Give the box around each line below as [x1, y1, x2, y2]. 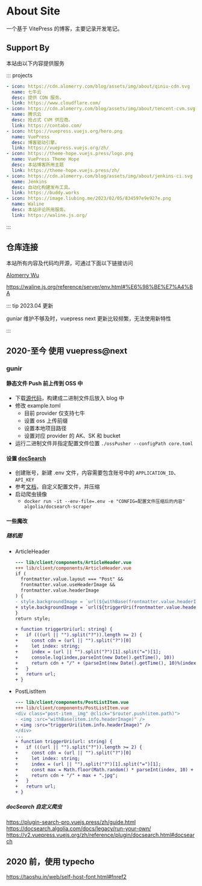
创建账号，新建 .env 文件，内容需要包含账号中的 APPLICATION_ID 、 [14, 469, 179, 476]
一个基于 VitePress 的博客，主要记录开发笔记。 [6, 25, 123, 32]
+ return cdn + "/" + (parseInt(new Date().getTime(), [14, 660, 167, 666]
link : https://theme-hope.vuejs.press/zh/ [11, 167, 120, 173]
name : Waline [11, 201, 45, 207]
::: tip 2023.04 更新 [6, 302, 54, 309]
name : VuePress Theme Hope [11, 156, 80, 162]
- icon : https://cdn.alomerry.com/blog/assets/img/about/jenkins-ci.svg [6, 173, 193, 179]
